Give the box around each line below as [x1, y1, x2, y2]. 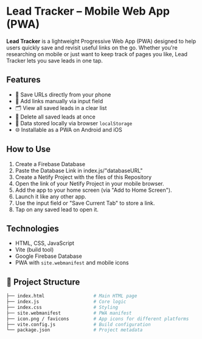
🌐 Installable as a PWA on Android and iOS [15, 126, 123, 133]
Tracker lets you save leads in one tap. [6, 57, 103, 64]
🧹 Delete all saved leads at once [15, 113, 96, 120]
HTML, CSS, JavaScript [15, 239, 75, 247]
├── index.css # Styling [6, 304, 119, 310]
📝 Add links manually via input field [15, 97, 103, 104]
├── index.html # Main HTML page [6, 293, 138, 299]
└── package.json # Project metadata [6, 327, 143, 334]
